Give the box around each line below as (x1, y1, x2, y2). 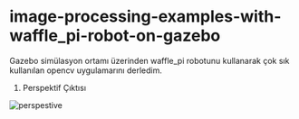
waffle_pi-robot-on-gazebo (9, 25, 221, 46)
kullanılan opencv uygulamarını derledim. (9, 65, 163, 76)
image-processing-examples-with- (9, 6, 282, 27)
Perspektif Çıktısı (22, 82, 87, 93)
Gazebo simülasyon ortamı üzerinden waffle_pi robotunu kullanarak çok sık (9, 55, 290, 66)
